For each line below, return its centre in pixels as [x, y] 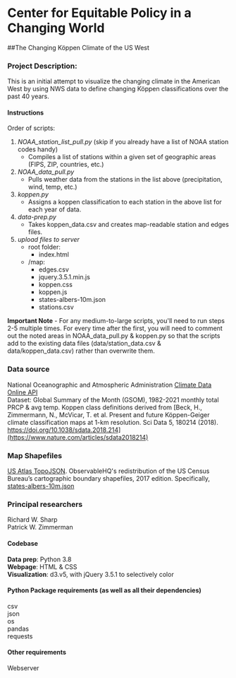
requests [20, 636]
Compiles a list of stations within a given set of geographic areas [122, 157]
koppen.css [55, 285]
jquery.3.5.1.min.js [64, 277]
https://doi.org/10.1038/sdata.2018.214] [64, 430]
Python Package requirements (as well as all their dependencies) [105, 590]
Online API [23, 392]
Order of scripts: [31, 128]
